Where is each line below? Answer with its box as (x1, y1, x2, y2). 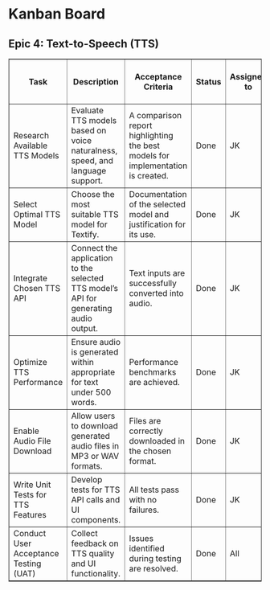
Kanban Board (8, 5, 106, 23)
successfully (129, 278, 177, 289)
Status (195, 76, 222, 87)
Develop (71, 474, 103, 485)
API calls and (71, 494, 121, 505)
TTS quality (71, 548, 115, 559)
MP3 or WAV (71, 451, 120, 461)
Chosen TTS (13, 283, 61, 293)
